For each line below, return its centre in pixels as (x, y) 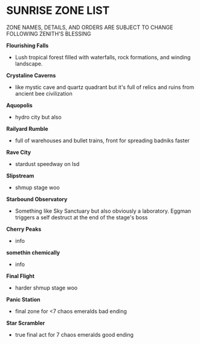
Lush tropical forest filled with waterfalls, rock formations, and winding (103, 57)
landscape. (29, 64)
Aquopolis (20, 105)
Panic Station (23, 299)
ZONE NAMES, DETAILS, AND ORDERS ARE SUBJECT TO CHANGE (90, 27)
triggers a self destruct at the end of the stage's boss (81, 217)
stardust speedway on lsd (47, 164)
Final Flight (21, 276)
